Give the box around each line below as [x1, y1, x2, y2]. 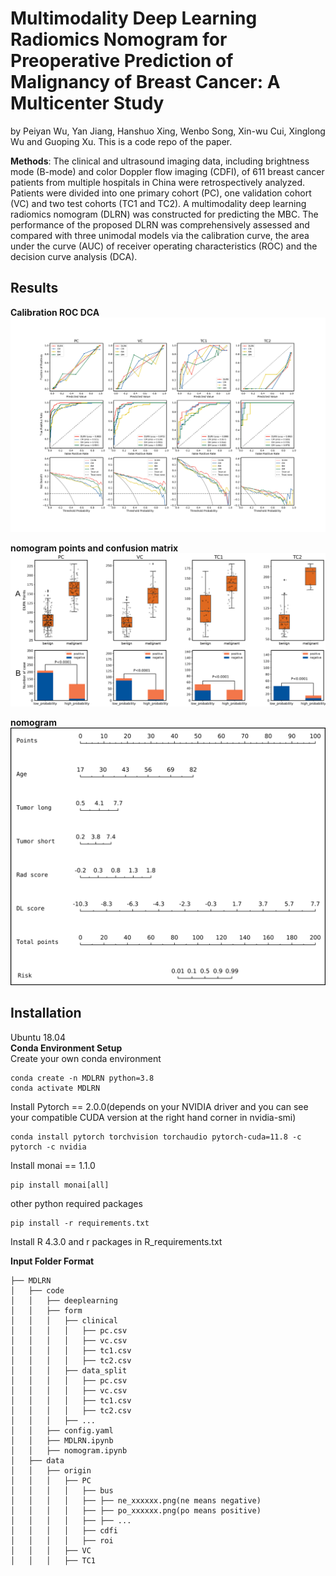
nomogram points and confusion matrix [10, 542, 179, 554]
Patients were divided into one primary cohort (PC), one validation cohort [10, 187, 312, 199]
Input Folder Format [10, 1255, 95, 1267]
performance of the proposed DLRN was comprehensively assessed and [10, 218, 310, 231]
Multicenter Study [10, 92, 165, 115]
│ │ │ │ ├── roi [10, 1535, 114, 1546]
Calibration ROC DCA [10, 306, 100, 318]
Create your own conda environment [10, 1052, 162, 1064]
